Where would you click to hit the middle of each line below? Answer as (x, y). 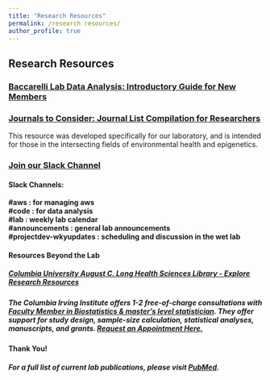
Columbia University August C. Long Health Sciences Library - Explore (129, 274)
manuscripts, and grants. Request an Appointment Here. (106, 328)
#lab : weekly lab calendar (53, 219)
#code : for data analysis (51, 211)
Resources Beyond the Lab (54, 255)
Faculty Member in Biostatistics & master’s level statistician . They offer (131, 311)
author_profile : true (45, 31)
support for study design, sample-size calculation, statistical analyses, (131, 319)
